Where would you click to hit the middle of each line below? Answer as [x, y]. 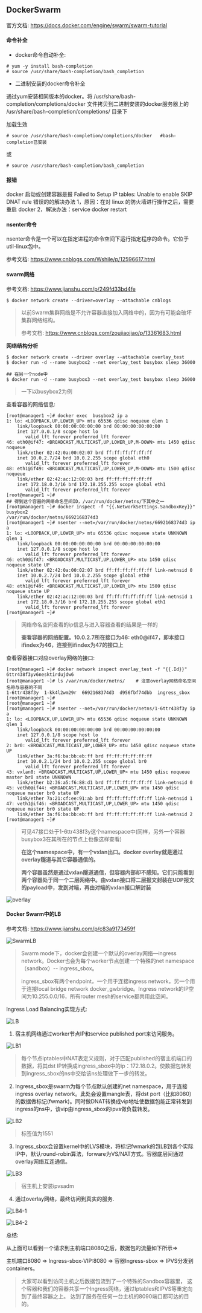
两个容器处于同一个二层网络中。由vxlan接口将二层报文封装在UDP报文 [108, 880]
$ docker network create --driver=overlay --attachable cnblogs [89, 300]
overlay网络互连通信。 [43, 1161]
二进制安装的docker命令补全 [50, 83]
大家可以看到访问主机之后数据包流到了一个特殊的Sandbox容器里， [103, 1281]
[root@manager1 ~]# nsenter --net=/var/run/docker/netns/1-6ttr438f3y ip [101, 708]
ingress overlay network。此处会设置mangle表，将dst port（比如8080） [105, 1094]
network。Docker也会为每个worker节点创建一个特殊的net [92, 961]
